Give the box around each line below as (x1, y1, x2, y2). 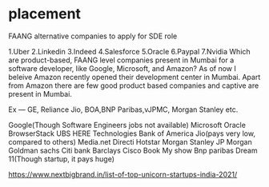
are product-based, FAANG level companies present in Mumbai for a (8, 55, 235, 65)
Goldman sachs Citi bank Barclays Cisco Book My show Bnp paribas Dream (8, 145, 258, 155)
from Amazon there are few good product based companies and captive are (8, 81, 259, 90)
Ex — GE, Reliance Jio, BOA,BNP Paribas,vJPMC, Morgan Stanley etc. (8, 105, 239, 114)
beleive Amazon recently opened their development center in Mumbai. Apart (8, 72, 261, 82)
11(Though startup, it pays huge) (8, 153, 114, 164)
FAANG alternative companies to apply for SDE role (8, 31, 178, 41)
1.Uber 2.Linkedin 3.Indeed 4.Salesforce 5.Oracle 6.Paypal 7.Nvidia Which (8, 46, 251, 56)
